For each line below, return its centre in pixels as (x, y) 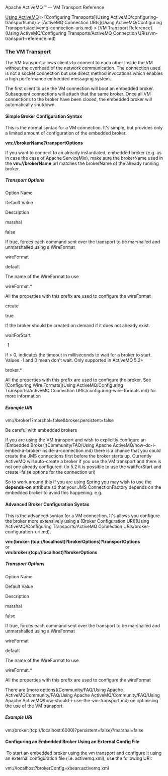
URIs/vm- (148, 33)
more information (23, 396)
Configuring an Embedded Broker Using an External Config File (72, 742)
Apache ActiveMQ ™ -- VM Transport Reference (55, 7)
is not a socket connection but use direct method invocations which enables (84, 73)
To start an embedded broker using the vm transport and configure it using (84, 753)
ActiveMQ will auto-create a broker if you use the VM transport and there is (83, 462)
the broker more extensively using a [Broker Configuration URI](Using (77, 521)
